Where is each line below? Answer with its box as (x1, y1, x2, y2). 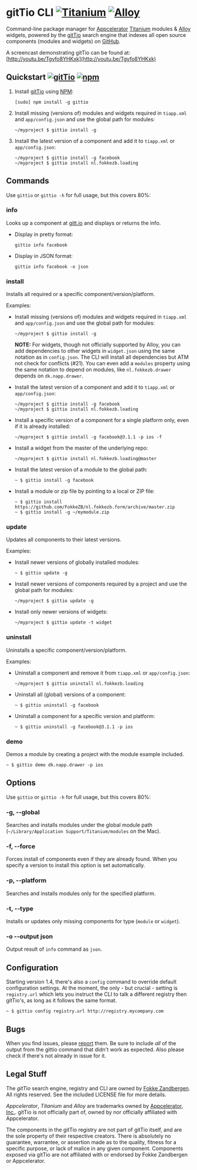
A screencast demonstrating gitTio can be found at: (6, 49, 131, 56)
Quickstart (6, 72, 46, 82)
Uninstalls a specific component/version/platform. (6, 647, 127, 654)
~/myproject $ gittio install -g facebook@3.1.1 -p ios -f (14, 434, 162, 440)
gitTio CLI (6, 6, 54, 19)
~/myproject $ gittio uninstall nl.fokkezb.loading (14, 681, 144, 686)
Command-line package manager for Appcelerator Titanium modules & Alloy (6, 25, 191, 32)
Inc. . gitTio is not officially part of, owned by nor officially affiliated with (6, 1108, 178, 1115)
